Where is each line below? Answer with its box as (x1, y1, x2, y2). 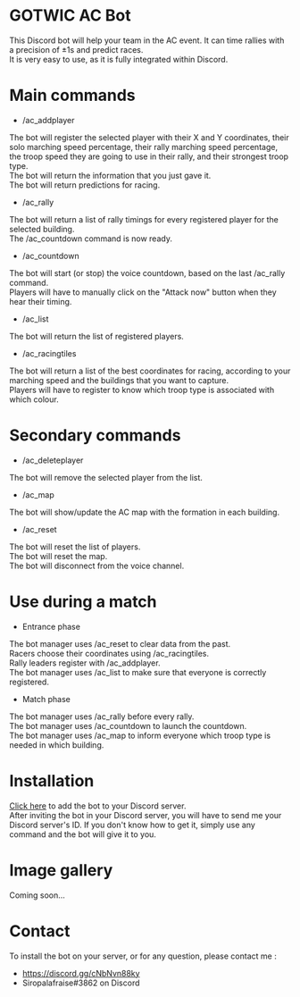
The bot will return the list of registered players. (9, 331, 185, 341)
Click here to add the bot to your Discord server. (9, 800, 187, 811)
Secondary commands (9, 425, 181, 446)
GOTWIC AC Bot (9, 5, 131, 26)
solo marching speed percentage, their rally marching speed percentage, (9, 141, 279, 152)
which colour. (9, 394, 60, 405)
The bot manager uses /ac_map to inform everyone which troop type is (9, 730, 271, 741)
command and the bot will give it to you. (9, 828, 156, 840)
